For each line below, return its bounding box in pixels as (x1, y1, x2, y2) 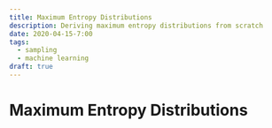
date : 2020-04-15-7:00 (9, 29, 93, 38)
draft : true (9, 63, 53, 72)
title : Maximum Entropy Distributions (9, 12, 152, 22)
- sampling (17, 46, 58, 55)
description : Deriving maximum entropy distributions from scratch (9, 21, 264, 30)
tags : (9, 37, 29, 47)
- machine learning (17, 54, 89, 63)
